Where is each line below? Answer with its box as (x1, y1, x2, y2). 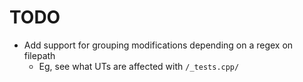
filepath (23, 49, 56, 61)
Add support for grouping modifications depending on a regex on (23, 39, 294, 51)
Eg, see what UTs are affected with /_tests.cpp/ (38, 60, 240, 72)
